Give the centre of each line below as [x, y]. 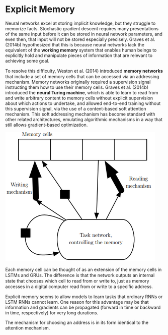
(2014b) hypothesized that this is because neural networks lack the [75, 44]
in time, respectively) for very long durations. [52, 313]
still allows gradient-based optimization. [47, 125]
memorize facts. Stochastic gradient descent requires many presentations [82, 28]
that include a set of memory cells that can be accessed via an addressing [82, 76]
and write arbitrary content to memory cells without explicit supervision [79, 98]
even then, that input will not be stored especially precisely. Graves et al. [80, 39]
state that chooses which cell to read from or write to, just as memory [77, 281]
